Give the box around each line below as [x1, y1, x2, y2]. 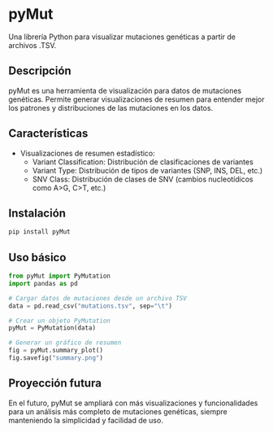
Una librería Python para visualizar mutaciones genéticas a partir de [8, 32, 236, 42]
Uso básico [8, 250, 67, 265]
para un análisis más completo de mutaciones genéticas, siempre [8, 406, 227, 416]
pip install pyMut [8, 228, 71, 236]
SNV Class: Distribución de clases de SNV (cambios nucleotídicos [32, 174, 253, 184]
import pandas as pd [8, 279, 79, 287]
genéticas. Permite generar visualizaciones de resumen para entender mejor [8, 94, 265, 104]
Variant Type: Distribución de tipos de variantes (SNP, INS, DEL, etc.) [32, 165, 263, 175]
